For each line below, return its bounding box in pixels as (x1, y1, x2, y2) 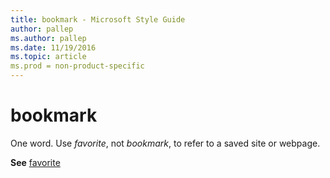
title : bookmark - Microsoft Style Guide (10, 14, 186, 25)
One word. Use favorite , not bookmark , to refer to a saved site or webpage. (10, 137, 321, 149)
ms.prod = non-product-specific (10, 61, 145, 71)
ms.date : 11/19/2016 (10, 42, 97, 53)
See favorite (10, 156, 61, 168)
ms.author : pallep (10, 33, 87, 43)
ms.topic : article (10, 52, 87, 62)
